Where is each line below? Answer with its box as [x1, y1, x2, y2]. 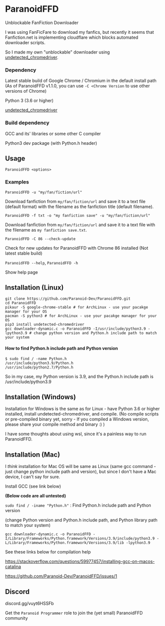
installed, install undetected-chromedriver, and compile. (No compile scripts [5, 411, 159, 417]
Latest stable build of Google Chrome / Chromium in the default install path [5, 78, 157, 84]
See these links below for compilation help [5, 549, 91, 555]
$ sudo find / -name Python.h [5, 356, 67, 361]
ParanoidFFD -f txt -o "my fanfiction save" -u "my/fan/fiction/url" [5, 213, 151, 218]
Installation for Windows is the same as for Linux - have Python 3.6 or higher [5, 406, 160, 412]
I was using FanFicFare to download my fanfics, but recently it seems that [5, 29, 154, 35]
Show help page [5, 269, 38, 275]
